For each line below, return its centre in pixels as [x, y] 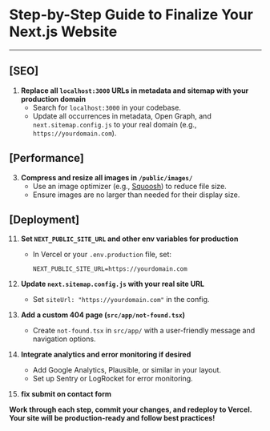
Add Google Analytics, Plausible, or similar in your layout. [127, 370]
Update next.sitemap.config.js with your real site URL [113, 284]
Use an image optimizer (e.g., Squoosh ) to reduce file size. [129, 186]
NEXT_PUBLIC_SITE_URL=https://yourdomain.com [110, 269]
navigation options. [64, 339]
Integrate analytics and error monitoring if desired [106, 355]
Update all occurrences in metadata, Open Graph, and [122, 116]
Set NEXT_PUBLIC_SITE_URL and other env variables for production [129, 239]
